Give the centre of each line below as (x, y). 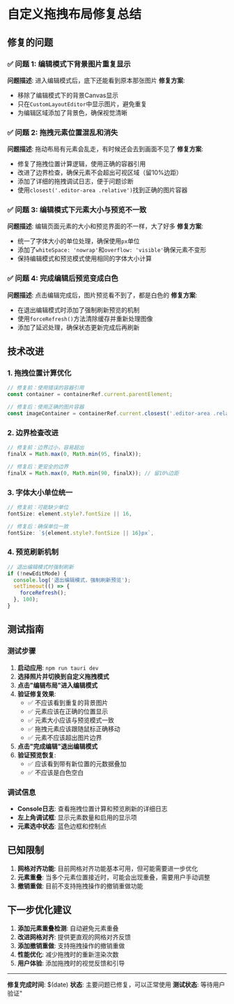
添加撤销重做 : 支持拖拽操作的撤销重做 (71, 945)
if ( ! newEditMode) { (37, 573)
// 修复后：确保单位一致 (38, 526)
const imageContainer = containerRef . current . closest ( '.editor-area (109, 414)
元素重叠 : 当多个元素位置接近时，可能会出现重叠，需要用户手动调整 (114, 877)
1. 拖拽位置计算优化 (39, 373)
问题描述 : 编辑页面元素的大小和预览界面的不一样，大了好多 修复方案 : (105, 226)
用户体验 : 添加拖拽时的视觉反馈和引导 (71, 963)
